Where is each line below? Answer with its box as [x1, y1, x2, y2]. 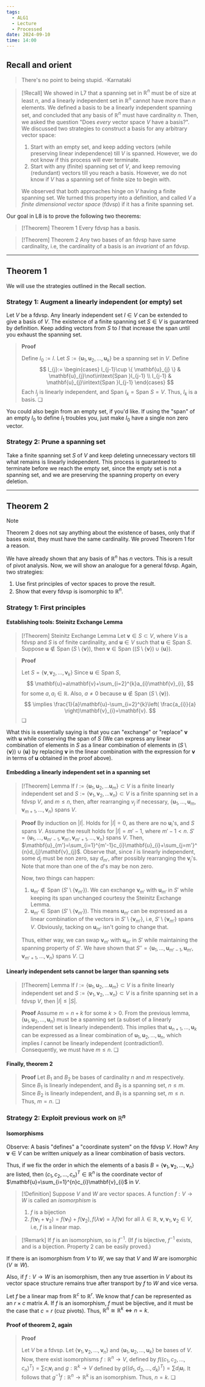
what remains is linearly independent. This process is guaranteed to [6, 458, 177, 465]
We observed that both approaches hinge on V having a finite [21, 187, 176, 194]
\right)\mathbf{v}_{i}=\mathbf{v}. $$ [64, 707, 156, 714]
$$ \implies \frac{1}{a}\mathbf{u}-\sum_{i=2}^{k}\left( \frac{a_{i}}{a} [24, 701, 196, 708]
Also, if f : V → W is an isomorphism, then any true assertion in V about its [6, 1273, 193, 1280]
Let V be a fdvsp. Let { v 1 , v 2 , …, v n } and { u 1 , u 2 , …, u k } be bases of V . [21, 1347, 192, 1355]
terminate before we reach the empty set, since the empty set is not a [6, 464, 182, 472]
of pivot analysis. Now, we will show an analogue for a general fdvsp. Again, [6, 562, 198, 569]
